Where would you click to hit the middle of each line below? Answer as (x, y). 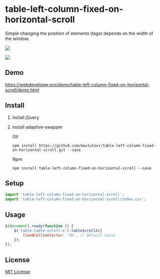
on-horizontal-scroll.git (39, 150)
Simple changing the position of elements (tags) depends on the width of (79, 33)
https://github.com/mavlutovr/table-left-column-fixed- (97, 145)
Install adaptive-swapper (37, 127)
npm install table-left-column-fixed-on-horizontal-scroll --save (82, 168)
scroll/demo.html (22, 90)
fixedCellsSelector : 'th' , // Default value (69, 235)
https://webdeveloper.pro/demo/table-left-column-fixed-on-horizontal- (78, 85)
